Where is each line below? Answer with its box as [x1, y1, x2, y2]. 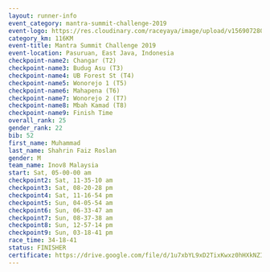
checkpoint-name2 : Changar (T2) [8, 57, 117, 65]
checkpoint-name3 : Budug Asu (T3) [8, 64, 125, 72]
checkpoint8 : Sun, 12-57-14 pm [8, 221, 113, 229]
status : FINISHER [8, 244, 67, 252]
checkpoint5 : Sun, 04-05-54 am [8, 199, 113, 207]
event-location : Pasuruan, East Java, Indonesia [8, 49, 174, 57]
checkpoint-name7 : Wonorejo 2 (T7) [8, 94, 128, 102]
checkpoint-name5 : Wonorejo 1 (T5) [8, 79, 128, 87]
